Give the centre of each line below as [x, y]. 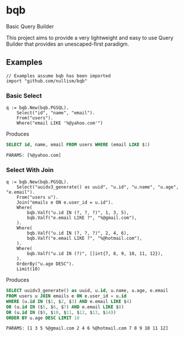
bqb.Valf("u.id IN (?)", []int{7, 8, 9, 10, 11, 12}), [95, 254]
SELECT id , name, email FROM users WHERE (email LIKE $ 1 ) [78, 145]
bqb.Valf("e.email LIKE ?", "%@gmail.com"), [82, 218]
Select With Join [30, 170]
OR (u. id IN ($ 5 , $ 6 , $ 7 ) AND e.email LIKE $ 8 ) [65, 307]
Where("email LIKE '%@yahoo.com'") [60, 123]
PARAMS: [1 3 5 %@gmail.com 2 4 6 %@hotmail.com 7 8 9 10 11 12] [87, 328]
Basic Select [24, 95]
